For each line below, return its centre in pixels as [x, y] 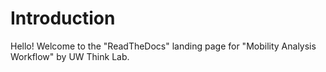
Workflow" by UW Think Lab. [70, 56]
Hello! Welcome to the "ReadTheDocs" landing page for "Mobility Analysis [163, 46]
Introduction [63, 18]
